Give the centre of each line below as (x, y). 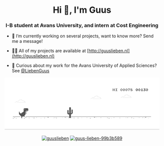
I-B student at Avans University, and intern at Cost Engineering (82, 26)
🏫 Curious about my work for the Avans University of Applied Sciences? (84, 65)
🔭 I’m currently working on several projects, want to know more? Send (83, 36)
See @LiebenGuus (30, 71)
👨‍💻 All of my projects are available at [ (50, 51)
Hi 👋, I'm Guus (82, 10)
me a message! (27, 41)
